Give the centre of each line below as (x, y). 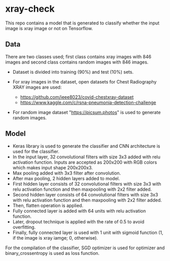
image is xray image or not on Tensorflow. (49, 28)
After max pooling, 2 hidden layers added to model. (66, 178)
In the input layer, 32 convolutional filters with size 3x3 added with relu (87, 157)
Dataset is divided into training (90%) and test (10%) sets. (73, 72)
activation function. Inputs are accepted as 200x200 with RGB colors (85, 162)
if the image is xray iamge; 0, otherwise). (55, 238)
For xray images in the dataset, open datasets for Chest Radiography (84, 81)
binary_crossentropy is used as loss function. (53, 253)
